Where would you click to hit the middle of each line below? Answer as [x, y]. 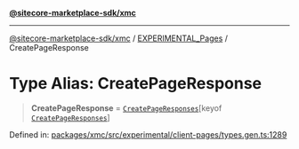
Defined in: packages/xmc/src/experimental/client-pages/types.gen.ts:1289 [148, 134]
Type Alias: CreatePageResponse [136, 84]
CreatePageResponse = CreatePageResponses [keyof [126, 108]
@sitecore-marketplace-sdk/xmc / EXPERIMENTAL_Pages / [119, 38]
